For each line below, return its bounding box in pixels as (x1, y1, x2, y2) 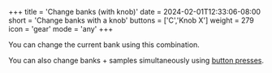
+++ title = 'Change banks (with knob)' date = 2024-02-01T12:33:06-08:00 (8, 7, 261, 16)
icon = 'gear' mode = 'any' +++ (8, 24, 114, 33)
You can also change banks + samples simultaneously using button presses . (8, 56, 265, 65)
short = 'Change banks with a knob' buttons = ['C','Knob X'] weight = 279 (8, 15, 254, 25)
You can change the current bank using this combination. (8, 40, 201, 49)
